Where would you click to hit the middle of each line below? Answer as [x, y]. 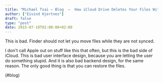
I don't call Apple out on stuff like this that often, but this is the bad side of [79, 51]
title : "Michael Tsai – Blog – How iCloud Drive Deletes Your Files [78, 9]
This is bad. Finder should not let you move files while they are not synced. [80, 41]
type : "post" [18, 23]
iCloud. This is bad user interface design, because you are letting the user [79, 55]
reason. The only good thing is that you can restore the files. [65, 66]
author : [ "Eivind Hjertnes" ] [34, 14]
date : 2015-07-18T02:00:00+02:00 [39, 28]
